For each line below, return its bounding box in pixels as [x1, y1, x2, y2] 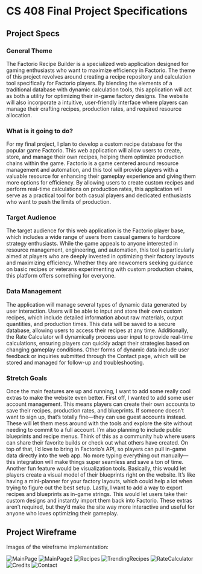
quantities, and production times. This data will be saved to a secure [6, 320, 176, 327]
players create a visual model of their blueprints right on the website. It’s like [6, 471, 196, 478]
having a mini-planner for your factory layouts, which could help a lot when [6, 478, 193, 485]
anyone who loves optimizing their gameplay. [6, 510, 119, 517]
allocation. [6, 111, 32, 119]
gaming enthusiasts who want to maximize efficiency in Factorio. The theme [6, 67, 195, 74]
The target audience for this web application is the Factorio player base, [6, 227, 185, 234]
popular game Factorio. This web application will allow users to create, [6, 147, 181, 154]
